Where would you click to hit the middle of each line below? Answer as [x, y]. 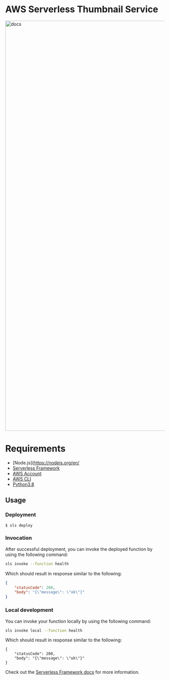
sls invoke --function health [37, 564]
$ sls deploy [19, 525]
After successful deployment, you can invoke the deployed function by [79, 549]
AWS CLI [22, 479]
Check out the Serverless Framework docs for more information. [73, 672]
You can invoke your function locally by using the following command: [78, 621]
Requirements [35, 449]
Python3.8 [23, 484]
